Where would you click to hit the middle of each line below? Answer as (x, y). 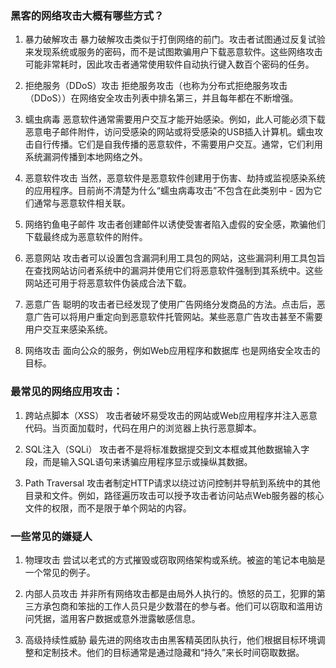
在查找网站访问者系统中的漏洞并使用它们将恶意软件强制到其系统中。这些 (173, 271)
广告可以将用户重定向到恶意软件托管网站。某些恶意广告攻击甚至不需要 (178, 317)
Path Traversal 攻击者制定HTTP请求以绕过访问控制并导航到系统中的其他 (172, 483)
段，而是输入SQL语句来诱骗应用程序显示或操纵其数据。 (138, 461)
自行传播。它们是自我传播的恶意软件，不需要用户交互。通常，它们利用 (178, 144)
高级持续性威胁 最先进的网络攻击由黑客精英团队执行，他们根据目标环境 (170, 639)
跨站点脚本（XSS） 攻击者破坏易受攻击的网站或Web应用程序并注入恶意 (171, 415)
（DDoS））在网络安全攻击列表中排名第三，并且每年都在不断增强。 (161, 98)
